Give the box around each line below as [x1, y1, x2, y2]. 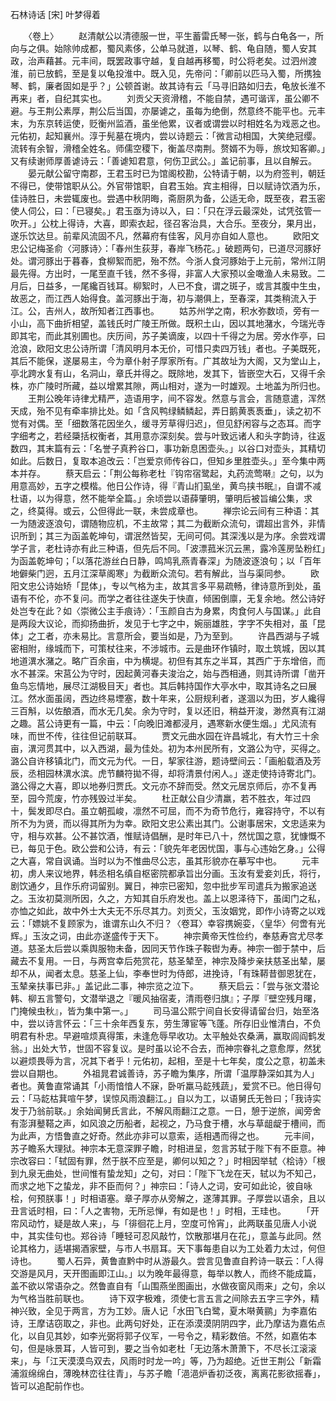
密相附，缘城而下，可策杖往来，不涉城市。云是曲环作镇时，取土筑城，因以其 [10, 643, 326, 654]
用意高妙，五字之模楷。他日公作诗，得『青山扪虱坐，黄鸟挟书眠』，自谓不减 [10, 480, 322, 492]
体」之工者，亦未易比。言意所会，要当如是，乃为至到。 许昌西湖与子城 [10, 630, 320, 642]
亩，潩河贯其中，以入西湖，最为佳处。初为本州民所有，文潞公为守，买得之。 [10, 743, 326, 754]
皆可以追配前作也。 [10, 1380, 90, 1392]
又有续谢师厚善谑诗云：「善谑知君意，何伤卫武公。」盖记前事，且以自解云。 [10, 155, 317, 167]
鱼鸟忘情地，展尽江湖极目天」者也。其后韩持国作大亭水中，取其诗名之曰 [10, 680, 308, 692]
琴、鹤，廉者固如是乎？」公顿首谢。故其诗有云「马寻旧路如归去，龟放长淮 [10, 80, 317, 92]
